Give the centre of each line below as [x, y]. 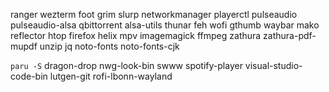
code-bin [29, 76]
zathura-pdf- [290, 35]
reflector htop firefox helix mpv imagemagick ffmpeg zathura [136, 35]
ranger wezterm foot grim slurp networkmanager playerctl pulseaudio [154, 14]
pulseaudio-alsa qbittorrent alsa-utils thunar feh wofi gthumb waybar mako [165, 25]
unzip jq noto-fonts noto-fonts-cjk [109, 46]
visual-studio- [273, 65]
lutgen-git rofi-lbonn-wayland [111, 76]
